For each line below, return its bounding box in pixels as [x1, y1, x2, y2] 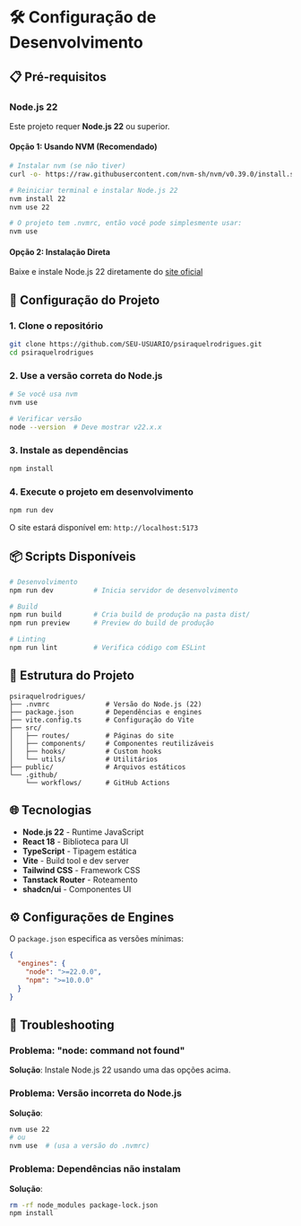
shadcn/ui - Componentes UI [21, 883, 132, 894]
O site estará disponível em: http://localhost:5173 [9, 521, 199, 532]
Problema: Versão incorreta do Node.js [9, 1087, 182, 1099]
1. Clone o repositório [9, 320, 104, 332]
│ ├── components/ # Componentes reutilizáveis [9, 739, 215, 748]
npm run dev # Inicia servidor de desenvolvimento [9, 585, 239, 595]
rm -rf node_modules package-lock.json [9, 1200, 159, 1210]
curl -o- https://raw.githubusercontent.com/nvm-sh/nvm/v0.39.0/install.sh [9, 170, 298, 179]
